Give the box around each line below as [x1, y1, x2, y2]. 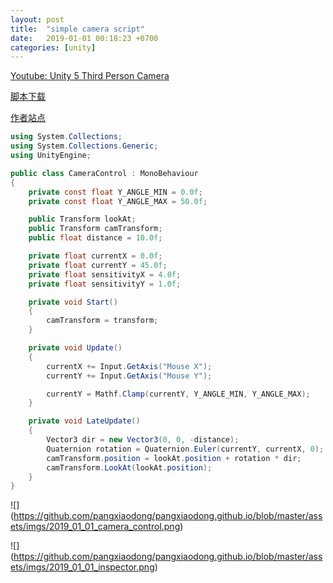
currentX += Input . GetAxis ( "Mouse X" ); [46, 361, 213, 371]
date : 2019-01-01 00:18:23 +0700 [10, 33, 159, 43]
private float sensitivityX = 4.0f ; [28, 269, 182, 280]
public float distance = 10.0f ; [28, 233, 163, 243]
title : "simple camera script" [10, 24, 145, 34]
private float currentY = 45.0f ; [28, 260, 168, 270]
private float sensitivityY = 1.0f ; [28, 279, 182, 289]
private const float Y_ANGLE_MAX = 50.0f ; [28, 196, 208, 206]
